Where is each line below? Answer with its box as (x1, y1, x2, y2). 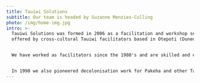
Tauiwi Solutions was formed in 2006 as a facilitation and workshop (11, 31, 187, 37)
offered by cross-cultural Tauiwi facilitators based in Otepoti (11, 36, 177, 42)
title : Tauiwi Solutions (6, 8, 68, 15)
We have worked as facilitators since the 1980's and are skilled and (11, 52, 190, 58)
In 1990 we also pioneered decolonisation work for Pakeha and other (11, 68, 187, 74)
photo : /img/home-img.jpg (6, 20, 70, 25)
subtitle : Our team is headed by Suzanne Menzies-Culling (6, 14, 153, 20)
